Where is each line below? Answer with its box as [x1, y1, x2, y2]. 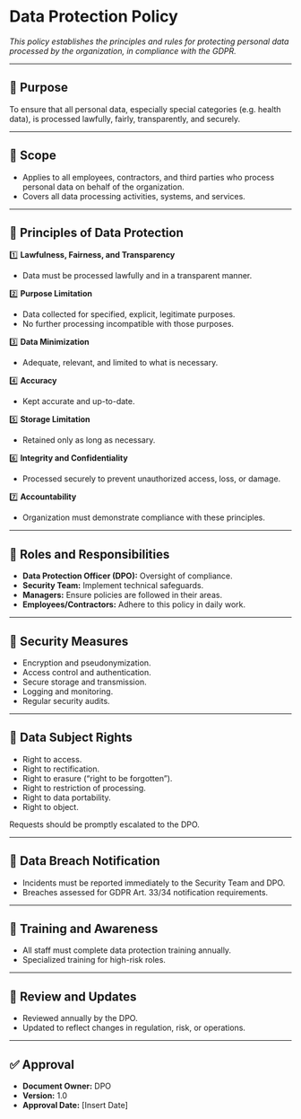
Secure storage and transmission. [21, 676, 147, 687]
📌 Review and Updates [9, 989, 137, 1004]
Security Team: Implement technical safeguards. [21, 580, 204, 591]
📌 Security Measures [9, 633, 129, 648]
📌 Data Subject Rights [9, 730, 133, 745]
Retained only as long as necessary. [21, 435, 156, 445]
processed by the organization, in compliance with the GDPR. [9, 45, 237, 56]
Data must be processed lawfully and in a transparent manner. [21, 270, 253, 281]
